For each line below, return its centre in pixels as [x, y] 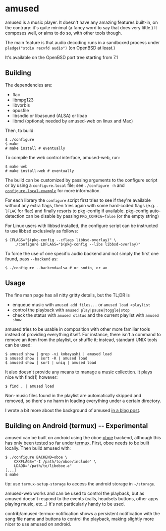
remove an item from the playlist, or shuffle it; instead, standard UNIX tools [81, 340]
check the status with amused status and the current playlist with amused [85, 315]
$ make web [16, 167]
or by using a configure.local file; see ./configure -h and [65, 185]
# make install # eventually [35, 148]
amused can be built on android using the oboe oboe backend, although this [83, 438]
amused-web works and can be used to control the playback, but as [75, 493]
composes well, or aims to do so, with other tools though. [64, 33]
